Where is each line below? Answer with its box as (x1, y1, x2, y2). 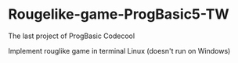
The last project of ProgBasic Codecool (8, 31, 135, 40)
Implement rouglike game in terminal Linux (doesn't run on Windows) (8, 46, 231, 55)
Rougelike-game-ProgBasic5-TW (8, 5, 229, 23)
